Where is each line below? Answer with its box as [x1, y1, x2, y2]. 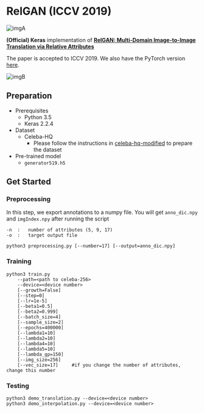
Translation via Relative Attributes [6, 43, 94, 50]
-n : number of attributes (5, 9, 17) [6, 227, 113, 233]
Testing [6, 381, 29, 390]
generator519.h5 [24, 160, 66, 166]
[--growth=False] [17, 287, 62, 293]
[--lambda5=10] [17, 346, 56, 352]
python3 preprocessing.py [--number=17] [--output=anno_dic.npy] [6, 243, 175, 249]
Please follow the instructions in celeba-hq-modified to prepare [33, 139, 193, 147]
